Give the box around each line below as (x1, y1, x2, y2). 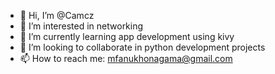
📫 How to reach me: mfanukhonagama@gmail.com (19, 53, 233, 64)
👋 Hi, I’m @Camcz (19, 10, 95, 21)
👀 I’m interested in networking (19, 20, 144, 32)
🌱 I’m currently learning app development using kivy (19, 31, 235, 42)
